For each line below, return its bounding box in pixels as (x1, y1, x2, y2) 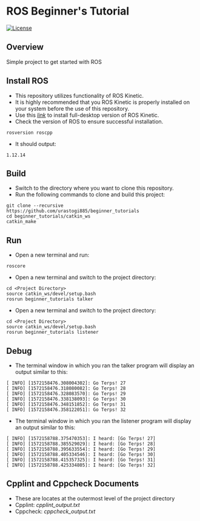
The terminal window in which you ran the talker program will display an (15, 362, 195, 369)
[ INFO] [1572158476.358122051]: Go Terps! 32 (6, 407, 126, 413)
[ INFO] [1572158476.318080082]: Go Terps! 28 (6, 385, 126, 392)
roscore (6, 263, 26, 269)
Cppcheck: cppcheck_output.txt (15, 508, 96, 515)
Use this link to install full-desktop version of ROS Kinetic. (15, 111, 159, 119)
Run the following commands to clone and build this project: (15, 191, 165, 198)
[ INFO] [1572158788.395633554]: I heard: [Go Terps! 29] (6, 446, 156, 452)
